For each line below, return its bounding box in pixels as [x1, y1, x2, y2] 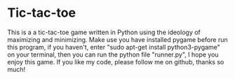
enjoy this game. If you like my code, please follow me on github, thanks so [7, 57, 224, 66]
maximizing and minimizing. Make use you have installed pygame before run [7, 35, 228, 43]
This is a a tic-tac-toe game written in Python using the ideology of [7, 28, 201, 36]
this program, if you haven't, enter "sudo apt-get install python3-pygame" [7, 43, 221, 51]
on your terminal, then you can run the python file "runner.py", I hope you [7, 50, 219, 59]
